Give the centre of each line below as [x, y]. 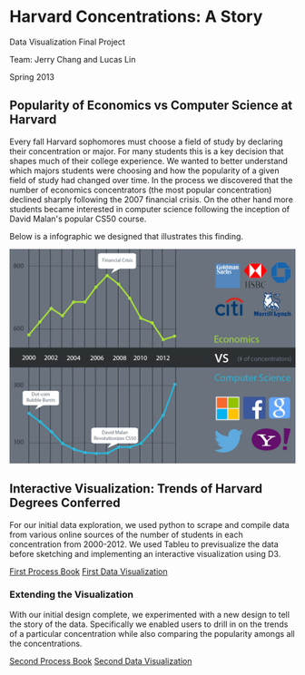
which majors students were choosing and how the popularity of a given [144, 171]
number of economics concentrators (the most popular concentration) [141, 190]
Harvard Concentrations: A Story [136, 17]
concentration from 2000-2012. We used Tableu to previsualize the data [144, 544]
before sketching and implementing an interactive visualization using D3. [145, 553]
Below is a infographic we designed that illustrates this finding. [126, 236]
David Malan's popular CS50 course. [78, 219]
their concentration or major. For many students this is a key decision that [147, 151]
